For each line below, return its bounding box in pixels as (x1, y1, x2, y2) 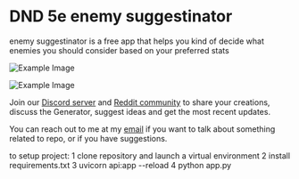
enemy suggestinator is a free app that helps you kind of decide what (9, 36, 265, 46)
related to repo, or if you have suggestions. (9, 133, 168, 143)
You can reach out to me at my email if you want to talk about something (9, 123, 276, 134)
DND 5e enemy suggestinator (9, 6, 233, 27)
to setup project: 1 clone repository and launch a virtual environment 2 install (9, 150, 291, 161)
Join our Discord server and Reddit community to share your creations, (9, 96, 270, 108)
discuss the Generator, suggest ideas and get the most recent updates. (9, 106, 270, 117)
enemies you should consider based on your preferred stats (9, 45, 229, 55)
